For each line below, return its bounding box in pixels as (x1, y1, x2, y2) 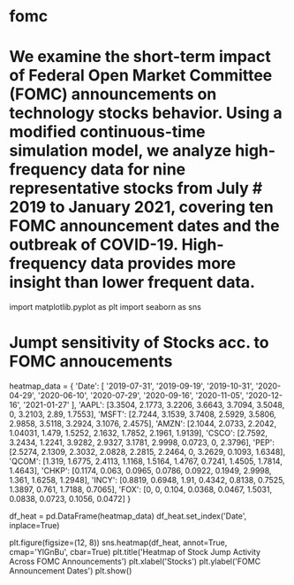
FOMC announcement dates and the (9, 216, 280, 236)
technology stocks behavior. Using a (9, 104, 283, 123)
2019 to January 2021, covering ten (9, 197, 274, 218)
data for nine (90, 159, 186, 180)
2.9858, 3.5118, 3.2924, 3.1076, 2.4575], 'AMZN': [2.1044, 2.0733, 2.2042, (9, 419, 276, 429)
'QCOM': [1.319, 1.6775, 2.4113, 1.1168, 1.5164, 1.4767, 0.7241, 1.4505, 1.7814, (9, 456, 283, 466)
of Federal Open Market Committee (9, 65, 273, 86)
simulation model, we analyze (9, 141, 232, 161)
